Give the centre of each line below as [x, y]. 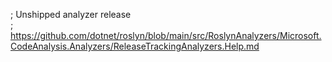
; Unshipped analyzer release [71, 14]
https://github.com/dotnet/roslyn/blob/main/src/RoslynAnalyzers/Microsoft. [166, 35]
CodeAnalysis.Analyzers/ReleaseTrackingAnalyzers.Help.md [135, 46]
